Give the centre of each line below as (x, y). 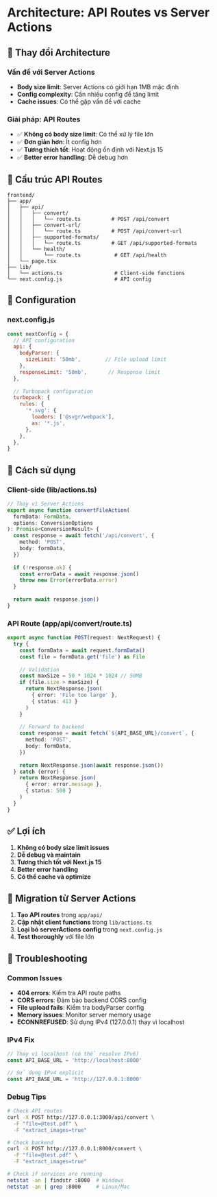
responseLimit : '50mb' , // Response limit (90, 372)
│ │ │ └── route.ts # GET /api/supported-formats (102, 243)
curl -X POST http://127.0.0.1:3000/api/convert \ (81, 1117)
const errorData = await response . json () (79, 574)
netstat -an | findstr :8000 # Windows (66, 1180)
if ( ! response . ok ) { (42, 567)
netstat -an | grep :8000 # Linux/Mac (68, 1187)
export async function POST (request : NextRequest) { (84, 638)
